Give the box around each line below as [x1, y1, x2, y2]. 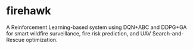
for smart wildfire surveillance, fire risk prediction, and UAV [6, 30, 151, 37]
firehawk [6, 4, 52, 18]
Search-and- [152, 30, 184, 37]
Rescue [6, 36, 25, 43]
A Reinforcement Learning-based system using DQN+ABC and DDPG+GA [6, 24, 187, 31]
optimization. [26, 36, 58, 43]
